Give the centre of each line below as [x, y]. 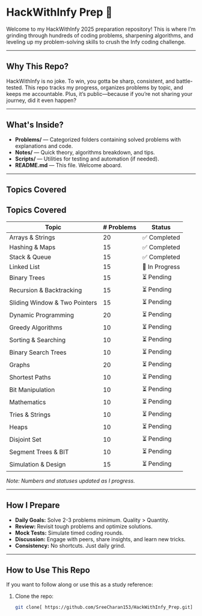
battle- [185, 81]
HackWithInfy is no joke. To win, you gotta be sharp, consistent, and [91, 81]
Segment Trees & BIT [39, 452]
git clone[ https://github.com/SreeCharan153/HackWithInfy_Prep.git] [104, 608]
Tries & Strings [30, 414]
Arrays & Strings [32, 237]
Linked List [25, 267]
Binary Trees [27, 278]
